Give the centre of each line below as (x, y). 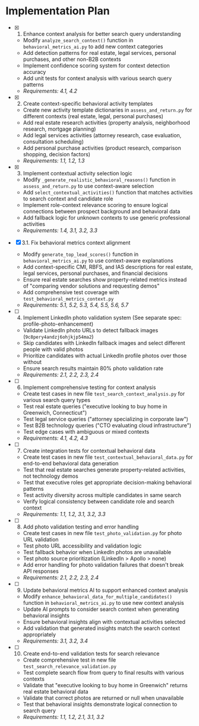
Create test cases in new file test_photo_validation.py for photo (102, 533)
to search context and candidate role (68, 199)
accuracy (34, 72)
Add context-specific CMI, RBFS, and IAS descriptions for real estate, (108, 267)
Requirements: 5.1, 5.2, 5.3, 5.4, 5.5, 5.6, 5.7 (76, 305)
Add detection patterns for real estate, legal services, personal (99, 52)
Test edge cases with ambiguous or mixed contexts (86, 431)
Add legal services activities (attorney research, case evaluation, (102, 135)
